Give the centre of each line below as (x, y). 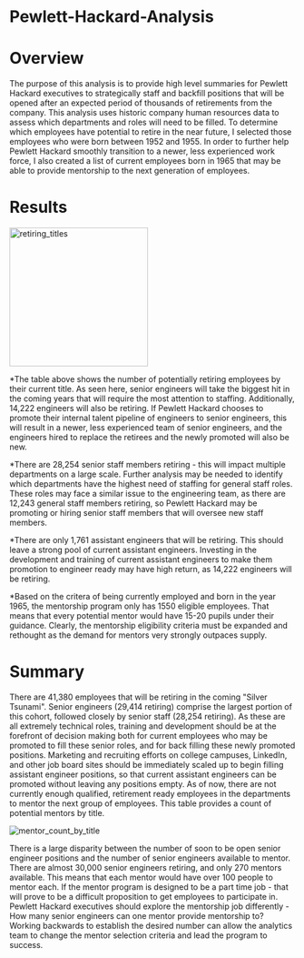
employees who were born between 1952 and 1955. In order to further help (149, 142)
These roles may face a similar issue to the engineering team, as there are (147, 494)
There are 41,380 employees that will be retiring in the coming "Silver (138, 697)
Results (39, 207)
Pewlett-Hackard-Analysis (112, 17)
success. (26, 945)
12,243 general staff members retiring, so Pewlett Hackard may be (133, 503)
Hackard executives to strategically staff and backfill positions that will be (147, 94)
